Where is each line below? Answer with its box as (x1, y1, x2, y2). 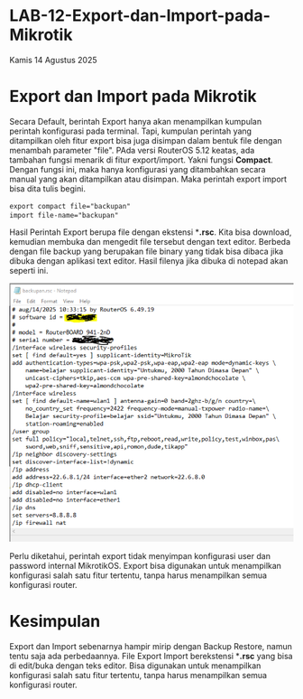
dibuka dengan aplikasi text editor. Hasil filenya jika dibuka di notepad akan (9, 255, 289, 266)
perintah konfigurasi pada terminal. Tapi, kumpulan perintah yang (9, 126, 252, 136)
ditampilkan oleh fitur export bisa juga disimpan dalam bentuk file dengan (9, 135, 282, 145)
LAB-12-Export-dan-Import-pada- (9, 5, 271, 26)
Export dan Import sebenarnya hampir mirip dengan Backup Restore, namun (9, 641, 293, 652)
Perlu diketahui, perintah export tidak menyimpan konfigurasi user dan (9, 551, 271, 562)
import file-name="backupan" (9, 210, 119, 219)
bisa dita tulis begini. (9, 182, 86, 194)
